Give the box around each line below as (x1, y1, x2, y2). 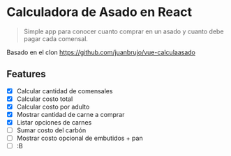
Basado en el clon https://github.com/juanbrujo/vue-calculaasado (6, 48, 196, 56)
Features (6, 68, 46, 80)
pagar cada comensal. (23, 34, 89, 42)
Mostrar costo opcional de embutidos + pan (16, 134, 144, 143)
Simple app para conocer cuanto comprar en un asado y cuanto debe (23, 27, 224, 36)
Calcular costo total (16, 95, 73, 103)
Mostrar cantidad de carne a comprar (16, 110, 125, 118)
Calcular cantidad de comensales (16, 86, 113, 95)
